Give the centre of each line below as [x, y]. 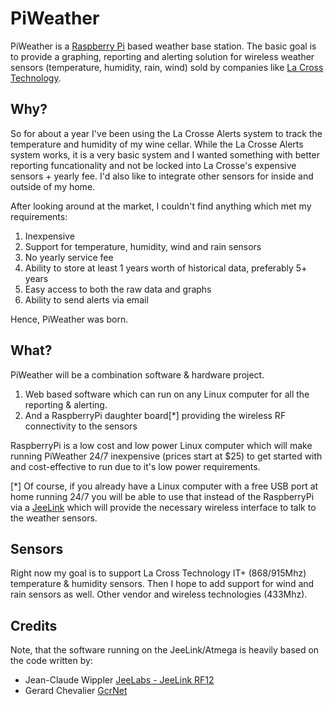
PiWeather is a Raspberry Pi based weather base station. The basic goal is [163, 46]
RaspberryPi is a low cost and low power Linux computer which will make [161, 445]
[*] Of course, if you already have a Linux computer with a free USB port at [164, 486]
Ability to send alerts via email [86, 299]
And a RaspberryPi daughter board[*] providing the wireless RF [155, 415]
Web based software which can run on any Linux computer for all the [167, 394]
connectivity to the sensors [81, 426]
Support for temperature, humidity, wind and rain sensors [143, 246]
